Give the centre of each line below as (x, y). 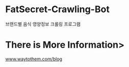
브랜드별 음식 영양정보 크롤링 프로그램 (43, 24)
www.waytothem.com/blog (34, 59)
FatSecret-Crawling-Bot (58, 9)
